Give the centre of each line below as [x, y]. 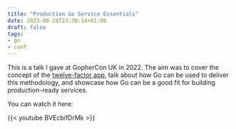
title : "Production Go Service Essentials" [73, 14]
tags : [15, 34]
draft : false [27, 27]
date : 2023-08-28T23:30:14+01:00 [57, 21]
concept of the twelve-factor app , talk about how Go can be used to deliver [118, 75]
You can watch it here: [40, 104]
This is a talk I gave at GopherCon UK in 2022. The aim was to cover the [113, 67]
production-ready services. [47, 90]
